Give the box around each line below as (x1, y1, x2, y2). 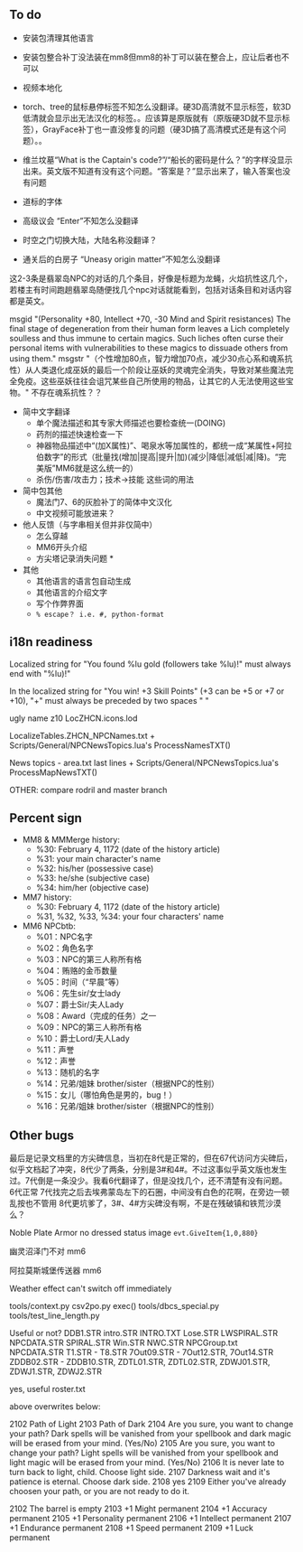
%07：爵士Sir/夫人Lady (35, 999, 124, 1010)
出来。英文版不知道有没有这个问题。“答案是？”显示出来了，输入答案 (22, 165, 275, 176)
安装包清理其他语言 (22, 32, 95, 43)
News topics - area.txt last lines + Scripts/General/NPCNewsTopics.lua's (9, 757, 280, 768)
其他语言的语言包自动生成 (35, 575, 132, 586)
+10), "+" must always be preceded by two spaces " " (9, 695, 209, 706)
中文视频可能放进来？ (35, 508, 115, 519)
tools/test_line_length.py (9, 1310, 101, 1322)
